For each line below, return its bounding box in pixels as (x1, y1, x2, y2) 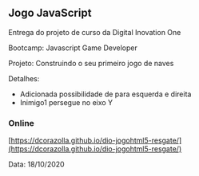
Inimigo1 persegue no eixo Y (19, 97, 113, 107)
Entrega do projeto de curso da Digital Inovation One (8, 27, 181, 37)
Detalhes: (8, 73, 40, 83)
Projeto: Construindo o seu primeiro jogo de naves (8, 58, 174, 68)
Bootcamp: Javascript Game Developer (8, 43, 137, 53)
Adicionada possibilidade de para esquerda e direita (19, 89, 192, 99)
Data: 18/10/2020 (8, 159, 66, 170)
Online (8, 117, 34, 128)
